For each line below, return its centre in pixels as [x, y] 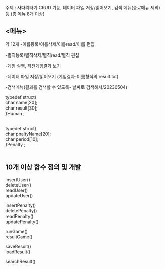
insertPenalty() [21, 205]
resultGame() [19, 237]
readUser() [17, 190]
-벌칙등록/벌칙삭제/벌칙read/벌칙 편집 [42, 55]
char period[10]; [22, 139]
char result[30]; [21, 108]
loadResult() [18, 252]
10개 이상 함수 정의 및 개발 [43, 167]
